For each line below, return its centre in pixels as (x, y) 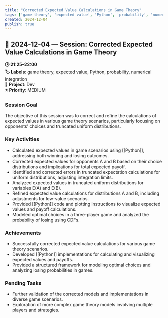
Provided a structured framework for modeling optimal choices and (81, 265)
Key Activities (22, 139)
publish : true (20, 24)
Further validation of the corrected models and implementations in (80, 294)
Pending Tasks (23, 283)
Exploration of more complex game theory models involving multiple (83, 305)
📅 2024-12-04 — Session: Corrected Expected (79, 44)
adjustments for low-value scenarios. (50, 198)
